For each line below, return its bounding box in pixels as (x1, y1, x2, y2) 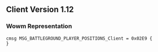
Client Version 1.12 (6, 5, 74, 15)
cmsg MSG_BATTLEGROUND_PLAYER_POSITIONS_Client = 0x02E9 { (6, 35, 153, 41)
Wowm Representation (6, 22, 72, 30)
